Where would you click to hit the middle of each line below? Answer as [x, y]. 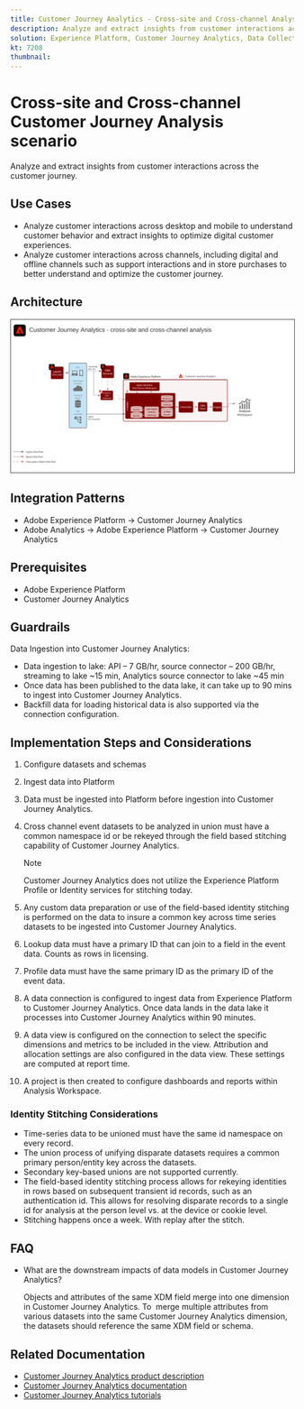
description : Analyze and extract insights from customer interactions [147, 28]
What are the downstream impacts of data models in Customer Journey [156, 1270]
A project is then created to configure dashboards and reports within [150, 1082]
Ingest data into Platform [69, 782]
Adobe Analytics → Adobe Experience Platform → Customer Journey [151, 530]
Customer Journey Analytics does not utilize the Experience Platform [151, 880]
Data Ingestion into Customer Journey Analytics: [100, 649]
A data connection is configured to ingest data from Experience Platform [157, 999]
